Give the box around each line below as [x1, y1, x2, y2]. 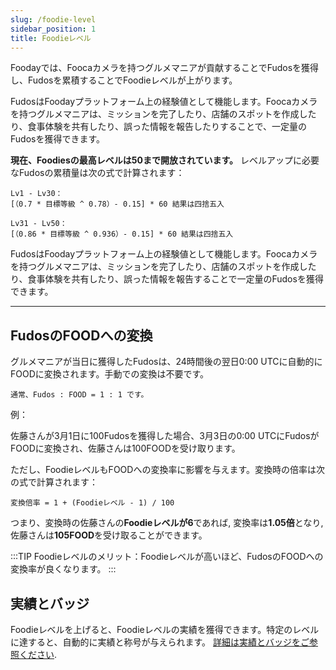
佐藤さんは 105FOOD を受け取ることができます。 [10, 529, 208, 541]
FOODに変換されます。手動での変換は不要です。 [10, 368, 209, 380]
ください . [18, 649, 58, 660]
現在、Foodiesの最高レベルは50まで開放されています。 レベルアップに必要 [10, 154, 320, 166]
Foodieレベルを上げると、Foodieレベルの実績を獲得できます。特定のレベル [10, 624, 320, 635]
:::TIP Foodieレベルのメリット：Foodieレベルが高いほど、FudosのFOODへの [10, 551, 324, 563]
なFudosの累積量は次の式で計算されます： [10, 167, 185, 179]
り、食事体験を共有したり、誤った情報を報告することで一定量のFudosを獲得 [10, 273, 324, 285]
